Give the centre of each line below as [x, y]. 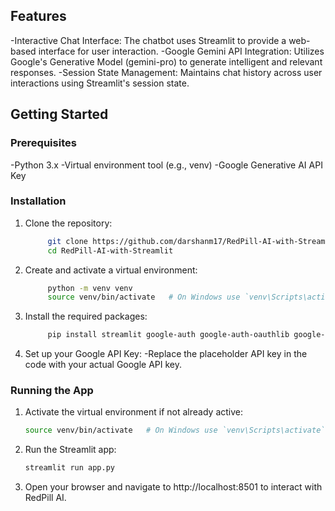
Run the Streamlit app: [70, 450]
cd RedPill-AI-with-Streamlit [110, 250]
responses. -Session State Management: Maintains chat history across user [166, 72]
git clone [68, 241]
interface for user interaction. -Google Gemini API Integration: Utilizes [181, 51]
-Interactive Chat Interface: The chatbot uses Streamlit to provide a [148, 40]
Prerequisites [43, 143]
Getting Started [59, 114]
